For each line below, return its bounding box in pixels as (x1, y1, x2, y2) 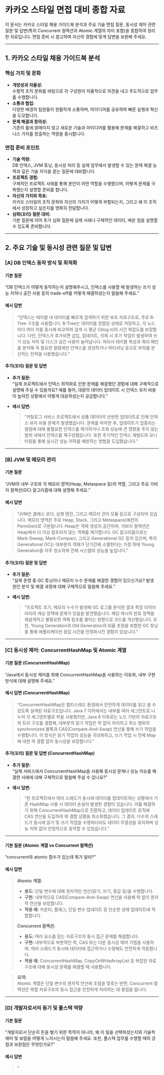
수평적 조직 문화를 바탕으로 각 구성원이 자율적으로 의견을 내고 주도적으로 (12, 88, 149, 94)
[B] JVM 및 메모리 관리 (5, 456, 56, 463)
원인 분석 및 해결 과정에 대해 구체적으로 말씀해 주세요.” (12, 584, 116, 590)
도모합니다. (17, 112, 39, 118)
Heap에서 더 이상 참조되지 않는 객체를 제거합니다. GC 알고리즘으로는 (17, 529, 148, 535)
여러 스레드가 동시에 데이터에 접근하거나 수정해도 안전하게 (31, 946, 141, 951)
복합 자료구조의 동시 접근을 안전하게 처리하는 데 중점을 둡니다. (30, 987, 147, 992)
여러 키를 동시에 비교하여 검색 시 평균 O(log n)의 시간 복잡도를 (26, 326, 144, 332)
